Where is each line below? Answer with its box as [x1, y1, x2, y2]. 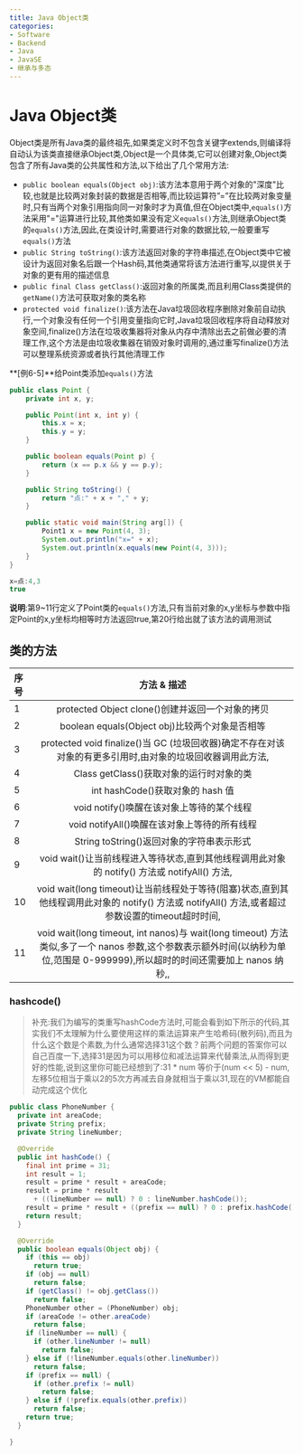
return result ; [25, 1211, 83, 1221]
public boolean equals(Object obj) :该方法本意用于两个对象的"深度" [22, 178, 277, 190]
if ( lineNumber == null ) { [25, 1328, 127, 1338]
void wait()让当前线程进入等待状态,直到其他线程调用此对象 [39, 852, 287, 864]
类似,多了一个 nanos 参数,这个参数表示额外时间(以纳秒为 [39, 940, 278, 953]
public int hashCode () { [17, 1152, 111, 1162]
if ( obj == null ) [25, 1270, 91, 1280]
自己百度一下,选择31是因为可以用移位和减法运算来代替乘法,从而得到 [31, 1051, 282, 1062]
